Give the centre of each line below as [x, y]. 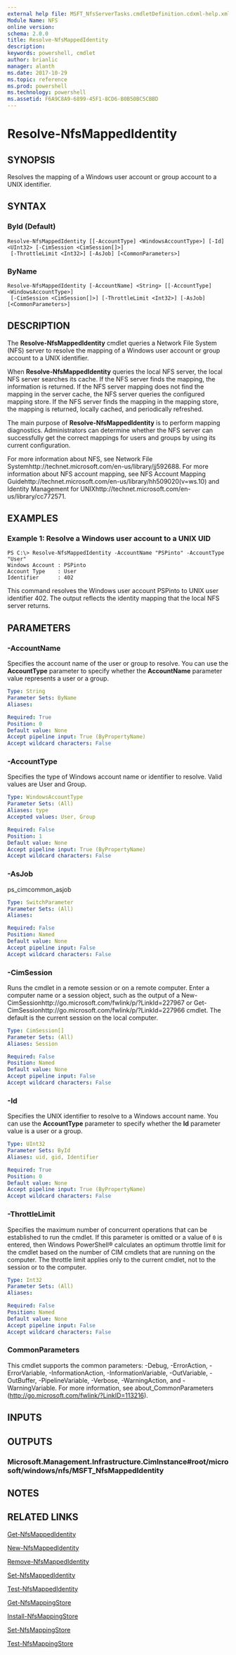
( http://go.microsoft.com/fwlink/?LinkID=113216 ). [78, 1395]
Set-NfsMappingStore [39, 1630]
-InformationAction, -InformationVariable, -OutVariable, [129, 1373]
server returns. [29, 606]
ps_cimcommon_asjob [39, 889]
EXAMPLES [33, 519]
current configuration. [39, 445]
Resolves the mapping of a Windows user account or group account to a [112, 177]
